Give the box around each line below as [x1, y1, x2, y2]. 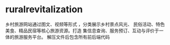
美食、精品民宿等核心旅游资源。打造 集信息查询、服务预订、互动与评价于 [5, 27, 159, 34]
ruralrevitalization [5, 4, 83, 15]
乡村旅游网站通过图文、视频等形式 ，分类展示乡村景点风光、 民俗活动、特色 [5, 21, 165, 27]
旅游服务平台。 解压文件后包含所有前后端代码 [14, 34, 110, 40]
